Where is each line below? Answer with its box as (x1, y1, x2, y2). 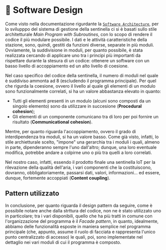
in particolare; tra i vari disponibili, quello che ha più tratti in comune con (5, 213, 153, 219)
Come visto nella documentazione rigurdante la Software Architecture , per (5, 21, 159, 27)
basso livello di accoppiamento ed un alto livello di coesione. (5, 63, 129, 69)
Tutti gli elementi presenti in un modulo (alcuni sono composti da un (12, 98, 151, 103)
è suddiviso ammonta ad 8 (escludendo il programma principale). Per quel (5, 78, 157, 84)
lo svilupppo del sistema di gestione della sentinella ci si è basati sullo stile (5, 26, 157, 32)
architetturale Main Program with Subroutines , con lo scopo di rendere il (5, 31, 153, 37)
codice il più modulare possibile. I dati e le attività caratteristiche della (5, 37, 147, 43)
